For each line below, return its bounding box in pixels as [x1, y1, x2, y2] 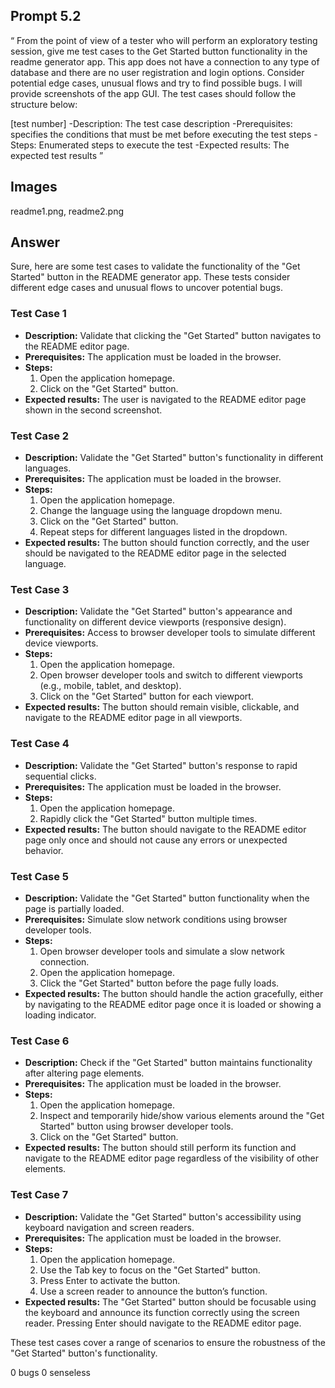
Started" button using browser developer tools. [39, 1120, 234, 1133]
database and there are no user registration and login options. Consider [10, 66, 305, 78]
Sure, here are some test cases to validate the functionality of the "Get [10, 260, 301, 273]
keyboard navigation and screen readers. [24, 1221, 195, 1233]
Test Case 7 [10, 1188, 69, 1202]
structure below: [10, 98, 78, 110]
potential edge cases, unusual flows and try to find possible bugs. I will [10, 77, 303, 89]
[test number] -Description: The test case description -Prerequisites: [10, 117, 293, 129]
